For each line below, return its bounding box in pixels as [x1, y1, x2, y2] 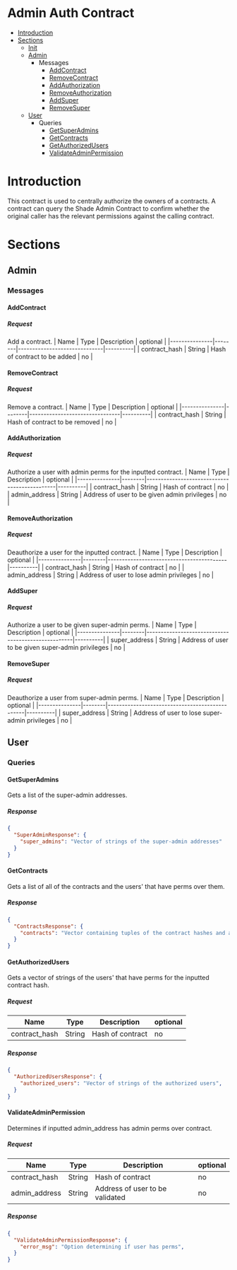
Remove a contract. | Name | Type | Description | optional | [7, 402, 178, 411]
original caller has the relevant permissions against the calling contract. [7, 211, 214, 220]
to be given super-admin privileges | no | [7, 643, 126, 652]
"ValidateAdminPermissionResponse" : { [13, 1236, 128, 1244]
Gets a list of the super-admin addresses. [7, 791, 128, 800]
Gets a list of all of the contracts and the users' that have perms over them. [7, 882, 225, 890]
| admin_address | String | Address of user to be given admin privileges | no [7, 490, 227, 499]
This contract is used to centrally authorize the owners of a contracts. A [7, 197, 217, 205]
